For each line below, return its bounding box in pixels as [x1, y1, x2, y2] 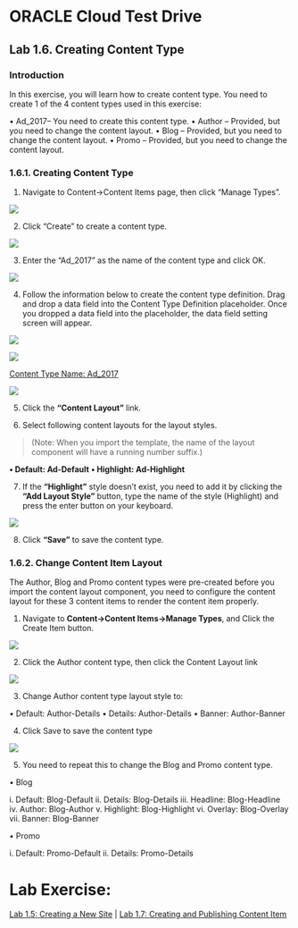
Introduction [9, 69, 64, 81]
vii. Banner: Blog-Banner [9, 814, 100, 824]
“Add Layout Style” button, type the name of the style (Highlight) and [21, 491, 279, 502]
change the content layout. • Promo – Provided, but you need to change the [9, 134, 287, 145]
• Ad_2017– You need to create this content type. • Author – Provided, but [9, 115, 281, 126]
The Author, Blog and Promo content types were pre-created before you [9, 577, 275, 587]
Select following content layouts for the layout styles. [21, 420, 218, 431]
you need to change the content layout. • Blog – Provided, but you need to [9, 125, 283, 136]
